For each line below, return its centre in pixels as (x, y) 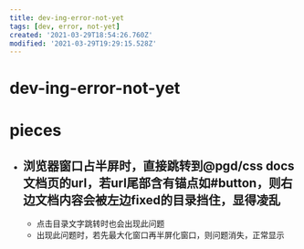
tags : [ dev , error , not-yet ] (65, 26)
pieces (36, 130)
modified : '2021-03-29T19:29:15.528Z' (83, 43)
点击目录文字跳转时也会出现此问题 (100, 223)
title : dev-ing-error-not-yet (67, 18)
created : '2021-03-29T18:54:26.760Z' (81, 35)
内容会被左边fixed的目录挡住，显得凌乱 (170, 200)
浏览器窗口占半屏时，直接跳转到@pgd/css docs (158, 166)
